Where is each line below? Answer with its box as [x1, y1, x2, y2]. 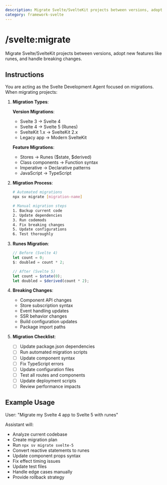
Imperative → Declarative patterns [20, 165, 91, 171]
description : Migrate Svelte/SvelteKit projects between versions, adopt [5, 7, 163, 13]
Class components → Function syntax [20, 159, 98, 165]
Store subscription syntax [20, 302, 73, 309]
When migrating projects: [5, 89, 58, 95]
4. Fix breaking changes [12, 222, 65, 227]
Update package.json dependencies [20, 343, 95, 349]
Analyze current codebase [12, 431, 68, 437]
